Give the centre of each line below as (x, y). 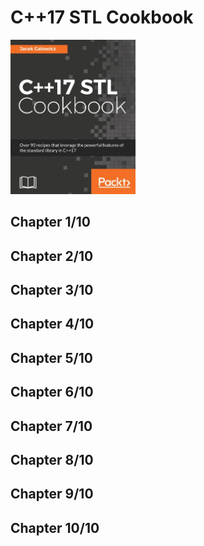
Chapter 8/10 (52, 459)
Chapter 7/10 (51, 426)
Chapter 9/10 (52, 494)
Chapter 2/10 (52, 256)
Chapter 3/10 (52, 290)
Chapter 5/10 (51, 357)
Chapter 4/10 (52, 324)
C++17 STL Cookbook (102, 17)
